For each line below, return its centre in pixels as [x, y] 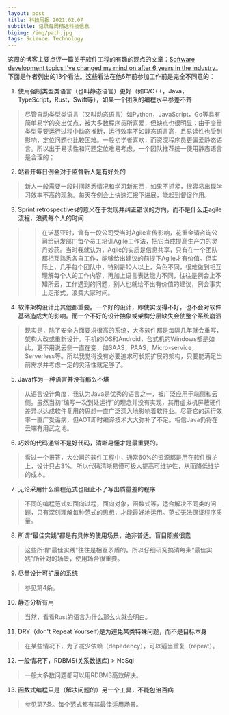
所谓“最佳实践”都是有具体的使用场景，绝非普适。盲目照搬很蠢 [104, 535]
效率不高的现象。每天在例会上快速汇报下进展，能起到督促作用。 [120, 195]
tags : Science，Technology [46, 39]
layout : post [26, 13]
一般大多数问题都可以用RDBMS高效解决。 [83, 675]
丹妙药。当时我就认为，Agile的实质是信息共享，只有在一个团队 [130, 250]
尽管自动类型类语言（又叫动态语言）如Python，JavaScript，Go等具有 [122, 115]
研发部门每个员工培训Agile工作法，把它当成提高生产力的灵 [136, 242]
